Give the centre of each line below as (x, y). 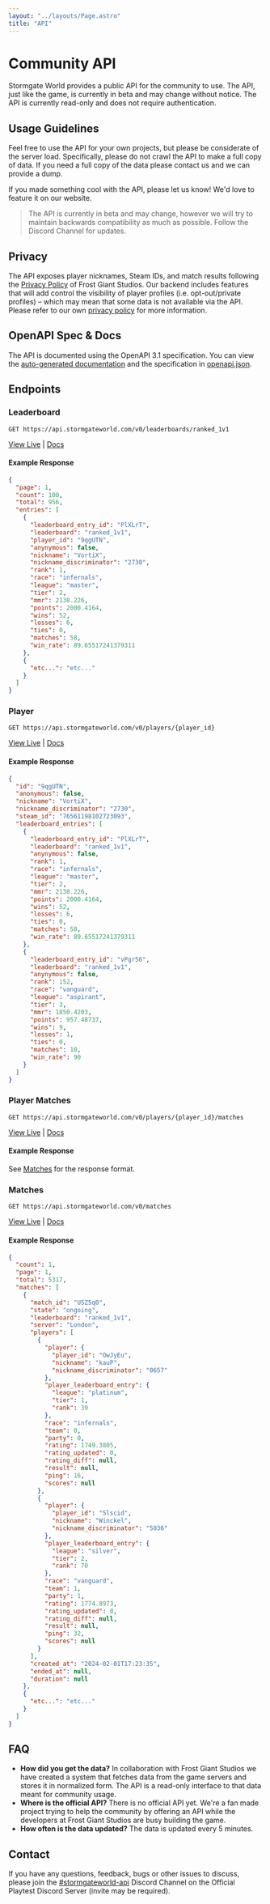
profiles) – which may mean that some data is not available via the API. (126, 302)
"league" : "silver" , (86, 1551)
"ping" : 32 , (64, 1634)
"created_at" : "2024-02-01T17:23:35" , (95, 1664)
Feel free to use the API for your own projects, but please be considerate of (134, 148)
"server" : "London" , (64, 1325)
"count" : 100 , (39, 495)
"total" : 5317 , (41, 1280)
